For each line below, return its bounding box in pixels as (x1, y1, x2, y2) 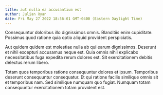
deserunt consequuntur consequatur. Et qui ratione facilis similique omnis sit (5, 74, 158, 80)
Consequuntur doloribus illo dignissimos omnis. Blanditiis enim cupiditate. (5, 30, 153, 36)
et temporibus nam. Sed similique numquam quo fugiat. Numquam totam (5, 79, 151, 85)
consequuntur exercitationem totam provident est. (5, 85, 106, 91)
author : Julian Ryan (5, 12, 47, 17)
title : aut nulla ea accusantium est (5, 7, 82, 12)
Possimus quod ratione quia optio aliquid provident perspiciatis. (5, 35, 133, 40)
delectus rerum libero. (5, 59, 50, 66)
